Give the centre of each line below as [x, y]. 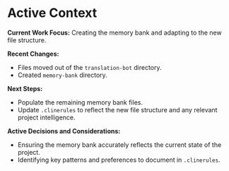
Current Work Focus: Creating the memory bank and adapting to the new [114, 33]
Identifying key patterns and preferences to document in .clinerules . [119, 160]
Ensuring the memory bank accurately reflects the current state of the [119, 145]
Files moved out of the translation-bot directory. [89, 67]
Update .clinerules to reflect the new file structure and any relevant [117, 110]
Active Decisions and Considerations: [64, 131]
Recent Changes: [33, 54]
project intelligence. [46, 117]
